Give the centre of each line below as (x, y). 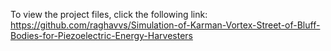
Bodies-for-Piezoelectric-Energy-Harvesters (101, 35)
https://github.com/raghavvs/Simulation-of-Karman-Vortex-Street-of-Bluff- (165, 25)
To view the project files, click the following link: (109, 14)
